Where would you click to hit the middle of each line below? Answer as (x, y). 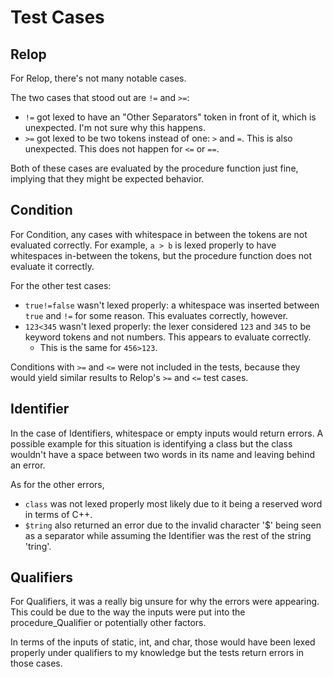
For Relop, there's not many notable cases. (98, 78)
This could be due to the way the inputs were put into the (128, 612)
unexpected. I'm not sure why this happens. (115, 127)
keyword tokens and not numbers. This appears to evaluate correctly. (168, 337)
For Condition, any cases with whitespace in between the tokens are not (159, 234)
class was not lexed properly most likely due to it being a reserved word (173, 503)
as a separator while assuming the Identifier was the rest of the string (168, 535)
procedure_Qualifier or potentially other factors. (108, 623)
